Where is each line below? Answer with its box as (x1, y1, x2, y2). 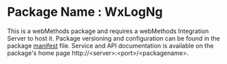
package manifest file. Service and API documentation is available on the (7, 41, 214, 50)
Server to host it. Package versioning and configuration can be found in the (7, 34, 220, 42)
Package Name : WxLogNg (7, 4, 163, 20)
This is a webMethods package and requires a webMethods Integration (7, 27, 209, 35)
